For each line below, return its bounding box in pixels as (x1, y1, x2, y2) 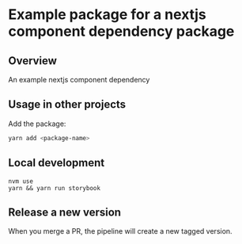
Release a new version (8, 205, 121, 219)
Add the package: (8, 119, 66, 128)
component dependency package (8, 22, 235, 40)
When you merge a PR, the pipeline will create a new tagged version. (8, 227, 233, 236)
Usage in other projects (8, 97, 127, 112)
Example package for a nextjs (8, 6, 207, 24)
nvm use (8, 177, 34, 185)
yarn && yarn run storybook (8, 184, 101, 192)
